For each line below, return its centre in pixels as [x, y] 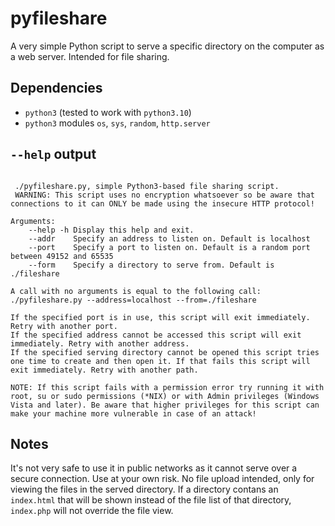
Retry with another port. [64, 326]
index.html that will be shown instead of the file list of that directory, [151, 500]
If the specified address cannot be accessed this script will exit [156, 335]
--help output [53, 154]
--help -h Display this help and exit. [111, 230]
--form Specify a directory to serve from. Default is [151, 265]
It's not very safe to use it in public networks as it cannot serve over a [154, 468]
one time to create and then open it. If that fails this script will [160, 361]
